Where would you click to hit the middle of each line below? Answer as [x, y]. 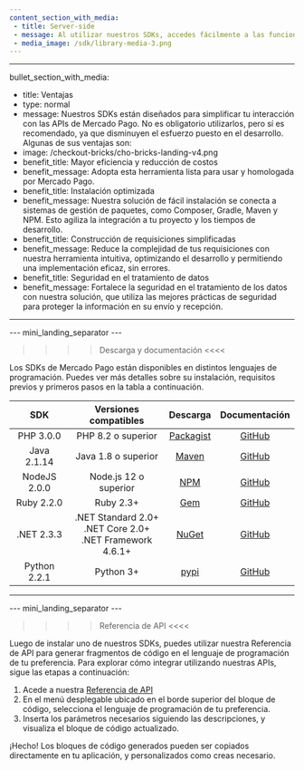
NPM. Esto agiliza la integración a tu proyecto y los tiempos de [139, 220]
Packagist [190, 436]
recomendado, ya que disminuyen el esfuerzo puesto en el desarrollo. [153, 133]
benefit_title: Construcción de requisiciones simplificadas [129, 239]
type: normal [46, 104]
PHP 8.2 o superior [117, 436]
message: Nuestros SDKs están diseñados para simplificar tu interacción [158, 114]
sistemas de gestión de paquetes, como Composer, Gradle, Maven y [150, 210]
